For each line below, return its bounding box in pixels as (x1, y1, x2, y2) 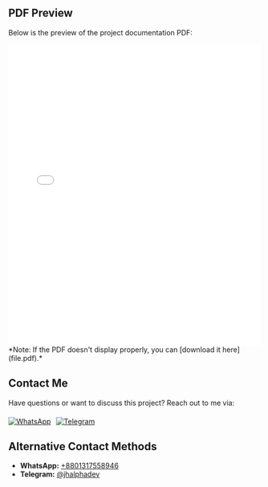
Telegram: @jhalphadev (19, 469, 100, 479)
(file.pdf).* (8, 353, 43, 362)
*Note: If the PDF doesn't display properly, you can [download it (8, 345, 221, 354)
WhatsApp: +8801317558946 (19, 461, 119, 471)
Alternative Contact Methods (8, 440, 157, 453)
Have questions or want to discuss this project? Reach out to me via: (8, 398, 235, 407)
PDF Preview (8, 6, 74, 20)
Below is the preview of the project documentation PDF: (8, 27, 193, 37)
